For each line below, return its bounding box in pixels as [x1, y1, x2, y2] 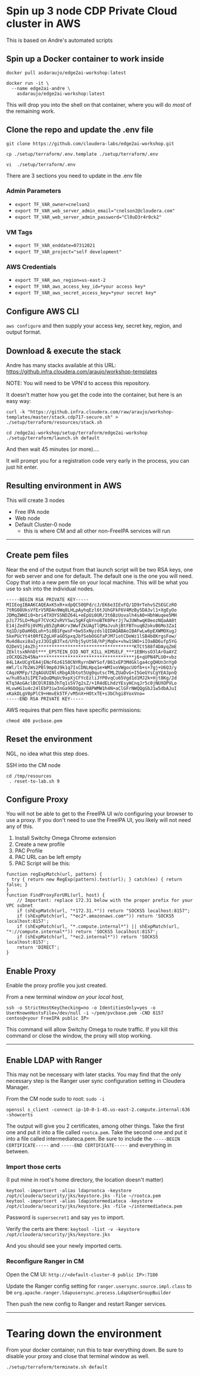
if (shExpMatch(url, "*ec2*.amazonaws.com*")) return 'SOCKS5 [17, 913, 174, 919]
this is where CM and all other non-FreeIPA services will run [23, 527, 171, 534]
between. [6, 1147, 30, 1155]
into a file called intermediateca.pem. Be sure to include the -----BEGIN [6, 1135, 180, 1142]
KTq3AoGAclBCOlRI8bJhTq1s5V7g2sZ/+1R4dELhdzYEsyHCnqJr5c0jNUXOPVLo [6, 680, 177, 686]
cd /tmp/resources [6, 773, 52, 779]
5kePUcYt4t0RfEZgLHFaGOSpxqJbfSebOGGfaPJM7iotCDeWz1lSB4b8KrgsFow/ [6, 633, 177, 639]
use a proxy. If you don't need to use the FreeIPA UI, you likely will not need [6, 817, 192, 824]
